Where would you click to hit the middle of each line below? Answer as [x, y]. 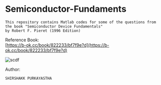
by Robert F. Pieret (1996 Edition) [43, 30]
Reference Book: [22, 40]
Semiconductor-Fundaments [66, 9]
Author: [13, 69]
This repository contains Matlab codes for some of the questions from [80, 22]
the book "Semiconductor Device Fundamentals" [54, 26]
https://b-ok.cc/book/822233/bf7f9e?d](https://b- [58, 45]
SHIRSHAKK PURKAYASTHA [28, 78]
